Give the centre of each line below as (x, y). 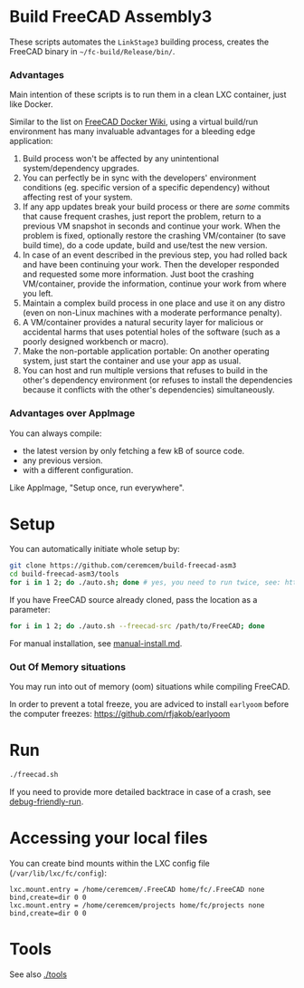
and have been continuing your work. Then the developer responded (151, 265)
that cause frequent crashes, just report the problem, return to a (142, 217)
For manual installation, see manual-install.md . (96, 643)
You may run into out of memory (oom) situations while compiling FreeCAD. (150, 687)
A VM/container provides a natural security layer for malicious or (143, 323)
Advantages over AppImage (72, 413)
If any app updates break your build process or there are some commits (156, 207)
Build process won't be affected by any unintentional (121, 159)
